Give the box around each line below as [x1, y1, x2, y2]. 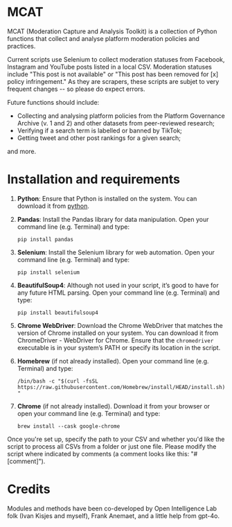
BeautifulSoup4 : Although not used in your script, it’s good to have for [17, 281, 220, 289]
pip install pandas [17, 236, 74, 243]
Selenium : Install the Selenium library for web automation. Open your [17, 248, 215, 257]
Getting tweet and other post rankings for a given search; [17, 133, 181, 142]
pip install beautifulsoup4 [17, 309, 98, 316]
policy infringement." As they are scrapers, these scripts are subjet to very [7, 77, 220, 85]
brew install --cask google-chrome [17, 422, 121, 430]
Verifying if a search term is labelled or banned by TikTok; [17, 126, 182, 135]
